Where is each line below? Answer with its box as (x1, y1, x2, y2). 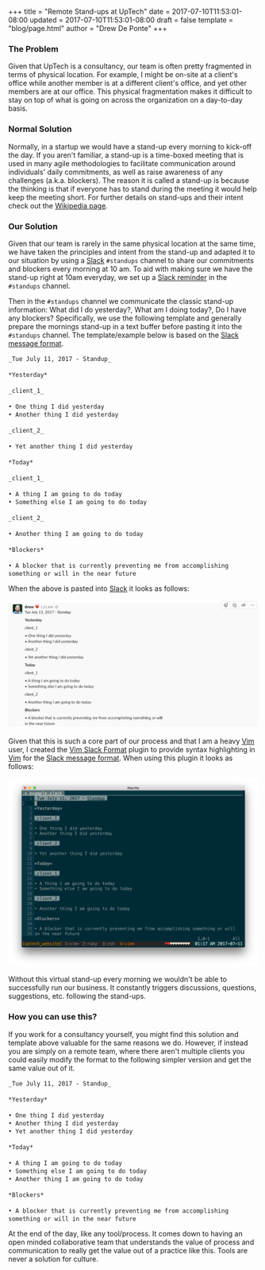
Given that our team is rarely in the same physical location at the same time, (8, 239, 256, 248)
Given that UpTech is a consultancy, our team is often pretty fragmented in (8, 61, 252, 71)
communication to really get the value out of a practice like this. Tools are (8, 1245, 248, 1255)
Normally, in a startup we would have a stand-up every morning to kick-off (8, 142, 252, 151)
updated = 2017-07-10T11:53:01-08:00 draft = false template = (29, 15, 234, 25)
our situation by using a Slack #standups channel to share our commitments (8, 255, 254, 265)
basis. (8, 103, 28, 114)
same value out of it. (8, 1063, 75, 1073)
